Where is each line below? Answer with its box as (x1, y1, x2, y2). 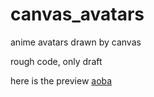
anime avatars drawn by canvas (10, 36, 142, 48)
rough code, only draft (10, 55, 103, 67)
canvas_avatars (10, 3, 145, 26)
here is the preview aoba (10, 74, 113, 87)
